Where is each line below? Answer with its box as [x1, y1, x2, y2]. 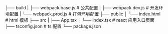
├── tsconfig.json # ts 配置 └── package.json [5, 23, 101, 29]
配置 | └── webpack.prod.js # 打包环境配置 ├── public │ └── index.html [9, 11, 161, 17]
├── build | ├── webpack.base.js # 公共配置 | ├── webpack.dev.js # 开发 [5, 5, 159, 10]
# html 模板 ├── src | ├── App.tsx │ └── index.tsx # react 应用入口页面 [5, 17, 154, 23]
